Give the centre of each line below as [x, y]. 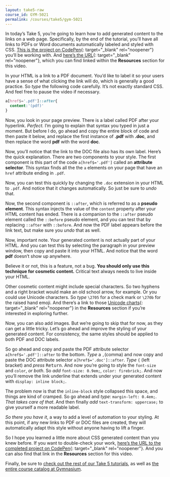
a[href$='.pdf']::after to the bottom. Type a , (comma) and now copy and [84, 354]
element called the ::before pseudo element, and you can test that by [78, 220]
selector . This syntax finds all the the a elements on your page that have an [84, 168]
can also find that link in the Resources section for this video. [69, 454]
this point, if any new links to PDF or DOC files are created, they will [76, 422]
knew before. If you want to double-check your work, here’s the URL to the [83, 443]
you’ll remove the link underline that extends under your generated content [83, 376]
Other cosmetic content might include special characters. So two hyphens [82, 287]
